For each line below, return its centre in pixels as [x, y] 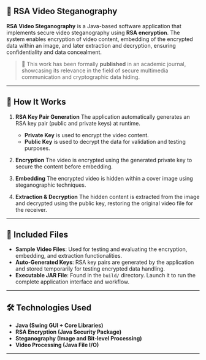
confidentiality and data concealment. [54, 52]
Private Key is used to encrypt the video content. [86, 135]
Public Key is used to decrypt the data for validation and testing [105, 141]
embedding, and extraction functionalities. [69, 256]
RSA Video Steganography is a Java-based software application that [94, 26]
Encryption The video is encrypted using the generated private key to [104, 160]
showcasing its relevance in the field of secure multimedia [95, 70]
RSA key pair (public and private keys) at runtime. [78, 123]
